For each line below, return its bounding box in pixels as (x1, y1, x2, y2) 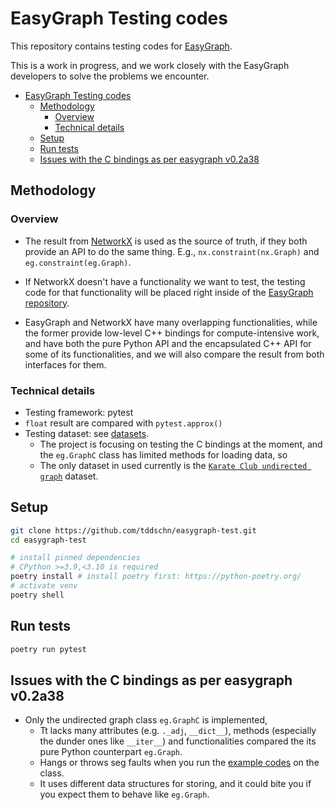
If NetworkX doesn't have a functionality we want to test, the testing (24, 275, 306, 287)
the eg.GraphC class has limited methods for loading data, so (39, 448, 288, 461)
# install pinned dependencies (10, 553, 141, 563)
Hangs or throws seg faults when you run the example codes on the (39, 757, 320, 769)
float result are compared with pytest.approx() (24, 417, 223, 429)
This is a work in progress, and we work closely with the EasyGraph (10, 59, 290, 71)
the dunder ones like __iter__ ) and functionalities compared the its (39, 735, 317, 747)
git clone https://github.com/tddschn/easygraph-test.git (10, 525, 257, 536)
